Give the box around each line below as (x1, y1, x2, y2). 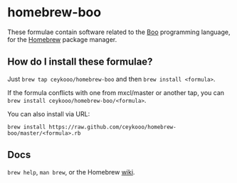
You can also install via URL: (7, 109, 90, 118)
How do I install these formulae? (7, 56, 153, 68)
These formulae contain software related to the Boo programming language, (7, 28, 231, 36)
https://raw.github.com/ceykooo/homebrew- (48, 123, 177, 131)
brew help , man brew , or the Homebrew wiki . (7, 167, 135, 176)
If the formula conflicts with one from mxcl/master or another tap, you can (7, 88, 225, 96)
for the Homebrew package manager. (7, 35, 117, 43)
